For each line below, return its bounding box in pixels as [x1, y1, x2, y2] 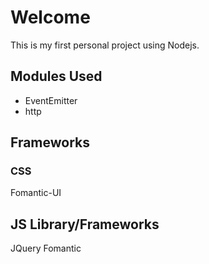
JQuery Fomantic [10, 242, 82, 255]
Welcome [10, 6, 91, 29]
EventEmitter [24, 94, 78, 106]
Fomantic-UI [10, 187, 62, 199]
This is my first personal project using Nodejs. [10, 39, 200, 51]
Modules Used [10, 68, 103, 85]
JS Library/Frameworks [10, 216, 160, 233]
